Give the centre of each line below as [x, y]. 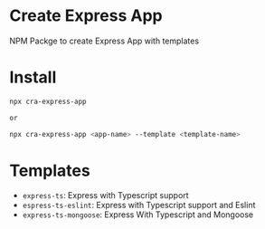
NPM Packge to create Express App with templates [104, 41]
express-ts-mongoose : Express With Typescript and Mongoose [138, 215]
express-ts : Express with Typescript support [105, 196]
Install [33, 77]
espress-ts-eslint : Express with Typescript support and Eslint [139, 205]
